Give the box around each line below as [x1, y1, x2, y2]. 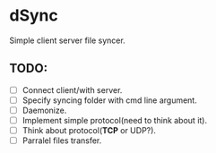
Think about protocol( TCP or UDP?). [22, 125, 157, 135]
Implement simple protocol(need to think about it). [22, 115, 208, 125]
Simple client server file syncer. [9, 35, 125, 46]
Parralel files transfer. [22, 135, 102, 146]
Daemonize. [22, 105, 67, 115]
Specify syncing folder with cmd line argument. [22, 95, 197, 106]
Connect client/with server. [22, 84, 123, 95]
